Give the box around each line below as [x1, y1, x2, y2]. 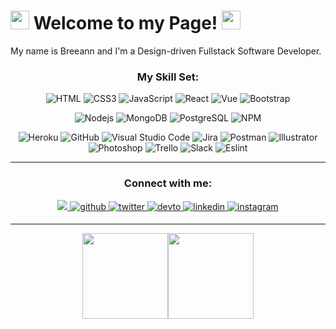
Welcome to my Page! [33, 12, 218, 35]
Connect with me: [123, 176, 213, 190]
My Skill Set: [136, 70, 200, 84]
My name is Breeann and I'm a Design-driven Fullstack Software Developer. [10, 45, 322, 57]
